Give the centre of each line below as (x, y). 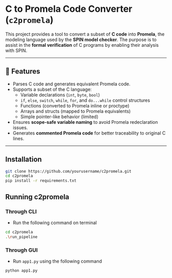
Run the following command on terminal (55, 223)
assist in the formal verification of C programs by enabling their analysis (82, 45)
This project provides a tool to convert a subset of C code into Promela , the (85, 34)
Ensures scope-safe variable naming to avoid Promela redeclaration (85, 122)
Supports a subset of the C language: (52, 89)
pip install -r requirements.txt (41, 181)
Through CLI (21, 211)
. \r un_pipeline (21, 237)
